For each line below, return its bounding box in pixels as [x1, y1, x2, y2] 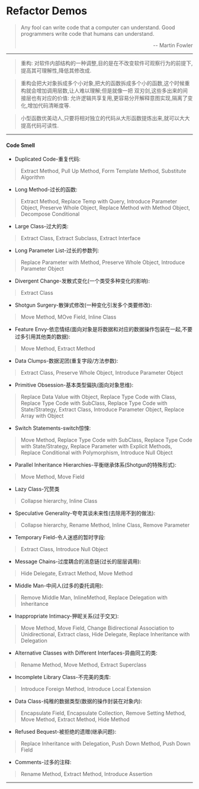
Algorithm [20, 174, 45, 181]
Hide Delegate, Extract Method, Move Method [20, 570, 133, 577]
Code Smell [6, 142, 36, 149]
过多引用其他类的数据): [14, 333, 70, 340]
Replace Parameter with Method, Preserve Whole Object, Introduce [20, 259, 185, 266]
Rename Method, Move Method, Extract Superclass [20, 661, 147, 668]
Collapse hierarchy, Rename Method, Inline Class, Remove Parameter [20, 521, 190, 529]
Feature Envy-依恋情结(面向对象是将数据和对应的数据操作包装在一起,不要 [14, 326, 192, 333]
